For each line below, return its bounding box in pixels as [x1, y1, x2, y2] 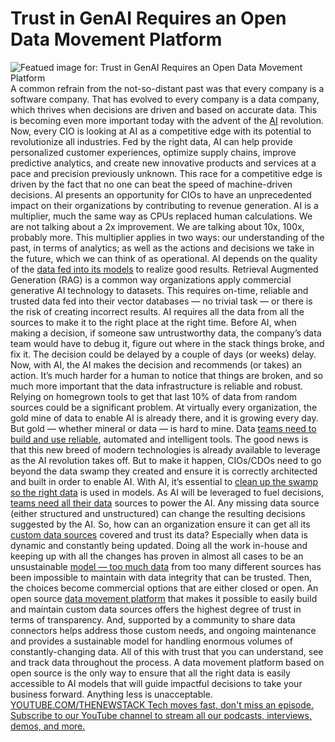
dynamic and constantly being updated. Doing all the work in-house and [10, 539, 308, 551]
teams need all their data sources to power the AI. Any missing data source [10, 497, 320, 509]
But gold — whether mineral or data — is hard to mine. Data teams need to [10, 422, 317, 434]
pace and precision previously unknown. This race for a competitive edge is [10, 167, 323, 179]
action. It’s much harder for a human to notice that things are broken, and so [10, 369, 324, 381]
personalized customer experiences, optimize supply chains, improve [10, 146, 297, 158]
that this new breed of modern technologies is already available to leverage [10, 443, 321, 456]
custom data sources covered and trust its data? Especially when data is [10, 528, 308, 541]
